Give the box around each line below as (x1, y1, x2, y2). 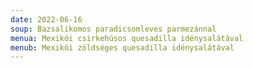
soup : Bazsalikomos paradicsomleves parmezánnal (10, 24, 217, 34)
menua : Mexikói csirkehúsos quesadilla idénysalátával (10, 33, 244, 43)
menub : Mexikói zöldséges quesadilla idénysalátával (10, 42, 235, 53)
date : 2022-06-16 (10, 14, 83, 25)
